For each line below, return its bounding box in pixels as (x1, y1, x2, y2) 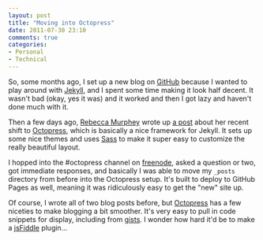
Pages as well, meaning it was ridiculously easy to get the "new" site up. (8, 183, 244, 192)
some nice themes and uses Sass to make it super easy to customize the (8, 134, 245, 143)
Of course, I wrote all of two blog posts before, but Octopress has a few (8, 198, 242, 207)
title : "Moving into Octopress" (8, 19, 115, 27)
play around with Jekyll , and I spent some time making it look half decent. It (8, 85, 254, 94)
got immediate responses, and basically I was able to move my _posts (8, 166, 235, 175)
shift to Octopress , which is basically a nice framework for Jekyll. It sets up (8, 125, 253, 135)
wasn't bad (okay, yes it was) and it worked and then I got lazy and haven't (8, 94, 252, 103)
